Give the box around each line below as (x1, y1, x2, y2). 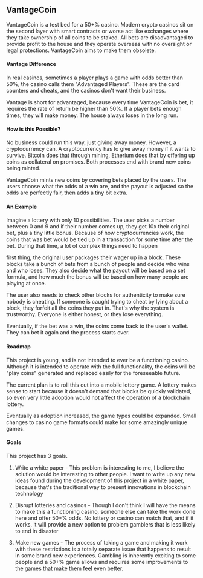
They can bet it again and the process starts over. (6, 329, 130, 336)
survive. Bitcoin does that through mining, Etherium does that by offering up (6, 151, 195, 159)
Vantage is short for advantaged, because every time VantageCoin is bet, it (6, 99, 193, 106)
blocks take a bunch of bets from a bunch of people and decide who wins (6, 261, 190, 268)
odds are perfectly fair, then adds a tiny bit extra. (6, 189, 128, 196)
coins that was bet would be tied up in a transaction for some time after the (6, 236, 193, 243)
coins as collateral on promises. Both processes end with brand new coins (6, 158, 192, 165)
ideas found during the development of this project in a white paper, (14, 477, 184, 484)
